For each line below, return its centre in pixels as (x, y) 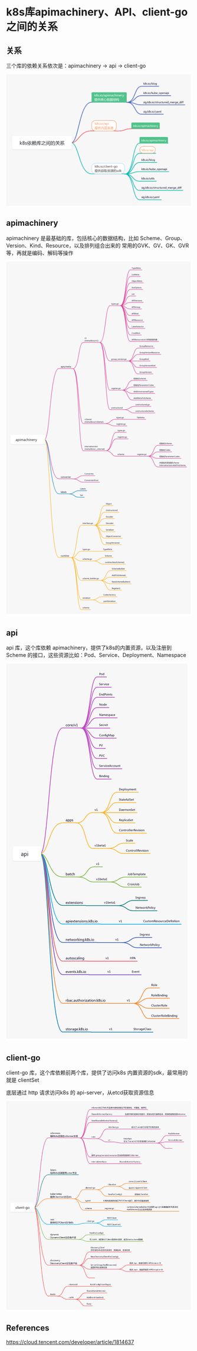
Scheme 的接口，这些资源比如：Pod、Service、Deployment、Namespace (96, 655)
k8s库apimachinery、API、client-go (97, 12)
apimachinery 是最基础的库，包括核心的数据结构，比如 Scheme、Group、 (96, 238)
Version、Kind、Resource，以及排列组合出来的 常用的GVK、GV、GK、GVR (98, 245)
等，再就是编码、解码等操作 (40, 253)
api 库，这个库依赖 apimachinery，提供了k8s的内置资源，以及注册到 (89, 648)
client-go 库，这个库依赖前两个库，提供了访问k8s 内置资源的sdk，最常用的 (97, 1073)
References (28, 1328)
